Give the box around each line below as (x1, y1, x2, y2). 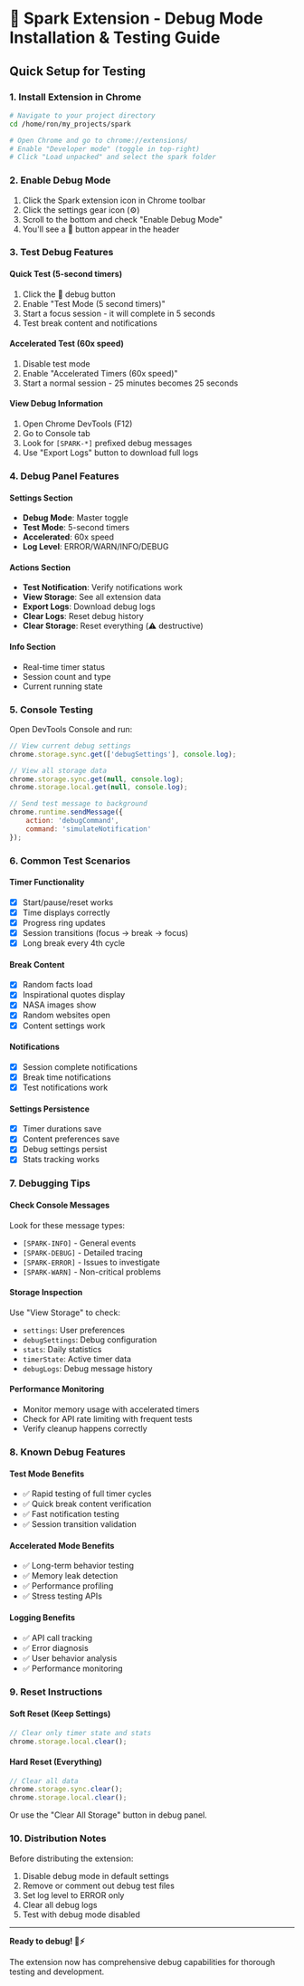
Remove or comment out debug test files (22, 1880, 175, 1891)
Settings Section (9, 492, 74, 503)
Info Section (9, 642, 56, 652)
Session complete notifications (22, 1061, 138, 1072)
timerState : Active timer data (22, 1353, 132, 1364)
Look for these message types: (9, 1219, 125, 1230)
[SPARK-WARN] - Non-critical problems (22, 1266, 161, 1277)
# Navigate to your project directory (9, 110, 156, 120)
